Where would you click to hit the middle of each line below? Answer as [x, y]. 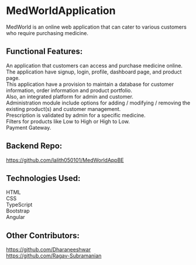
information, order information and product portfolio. [69, 90]
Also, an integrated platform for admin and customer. [70, 96]
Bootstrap [18, 211]
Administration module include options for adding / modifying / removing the [98, 103]
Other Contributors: [43, 236]
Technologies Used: [43, 178]
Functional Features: [44, 52]
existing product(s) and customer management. [63, 109]
